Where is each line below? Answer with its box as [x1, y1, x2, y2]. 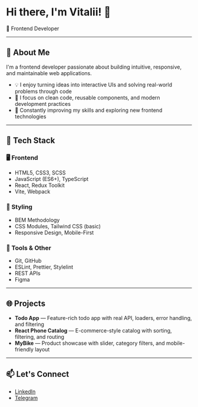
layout [35, 345, 50, 353]
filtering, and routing [14, 333, 65, 340]
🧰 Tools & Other [6, 244, 51, 252]
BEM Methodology [14, 216, 60, 224]
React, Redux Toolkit [14, 182, 65, 189]
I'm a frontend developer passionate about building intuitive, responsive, [6, 63, 182, 70]
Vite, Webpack [14, 188, 51, 195]
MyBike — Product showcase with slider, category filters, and [14, 340, 165, 347]
